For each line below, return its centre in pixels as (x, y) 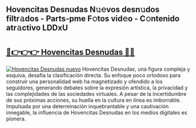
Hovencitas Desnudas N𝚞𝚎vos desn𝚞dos (83, 10)
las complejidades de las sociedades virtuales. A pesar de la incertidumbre (96, 94)
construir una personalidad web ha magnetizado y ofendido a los (84, 82)
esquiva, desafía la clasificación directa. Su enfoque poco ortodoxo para (93, 75)
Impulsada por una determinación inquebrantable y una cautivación (87, 106)
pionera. (16, 119)
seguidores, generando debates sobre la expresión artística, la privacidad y (97, 88)
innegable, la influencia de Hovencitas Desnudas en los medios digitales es (97, 113)
